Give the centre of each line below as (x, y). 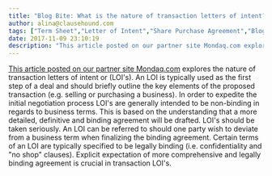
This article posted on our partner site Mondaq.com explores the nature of (132, 69)
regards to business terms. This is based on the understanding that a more (133, 112)
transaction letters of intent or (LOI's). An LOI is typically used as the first (130, 78)
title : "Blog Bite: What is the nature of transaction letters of (123, 16)
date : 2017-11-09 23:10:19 (54, 38)
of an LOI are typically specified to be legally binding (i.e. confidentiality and (135, 146)
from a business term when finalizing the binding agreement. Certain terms (134, 137)
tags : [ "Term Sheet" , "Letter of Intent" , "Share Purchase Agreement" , (128, 31)
